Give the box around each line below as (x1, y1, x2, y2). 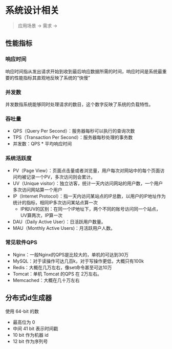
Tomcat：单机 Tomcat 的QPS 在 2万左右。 (12, 271, 102, 277)
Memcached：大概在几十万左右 (12, 277, 80, 283)
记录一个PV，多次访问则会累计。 (26, 173, 96, 180)
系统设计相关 (5, 5, 60, 16)
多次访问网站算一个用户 (12, 186, 62, 192)
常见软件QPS (5, 239, 37, 246)
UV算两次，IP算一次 (20, 212, 63, 218)
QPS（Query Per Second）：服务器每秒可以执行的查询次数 (12, 128, 135, 134)
